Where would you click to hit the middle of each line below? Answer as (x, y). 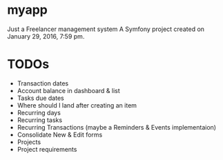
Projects (29, 142)
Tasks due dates (40, 98)
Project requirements (47, 149)
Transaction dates (43, 83)
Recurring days (39, 112)
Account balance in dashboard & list (69, 90)
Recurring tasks (40, 120)
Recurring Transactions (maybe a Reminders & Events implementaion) (116, 127)
